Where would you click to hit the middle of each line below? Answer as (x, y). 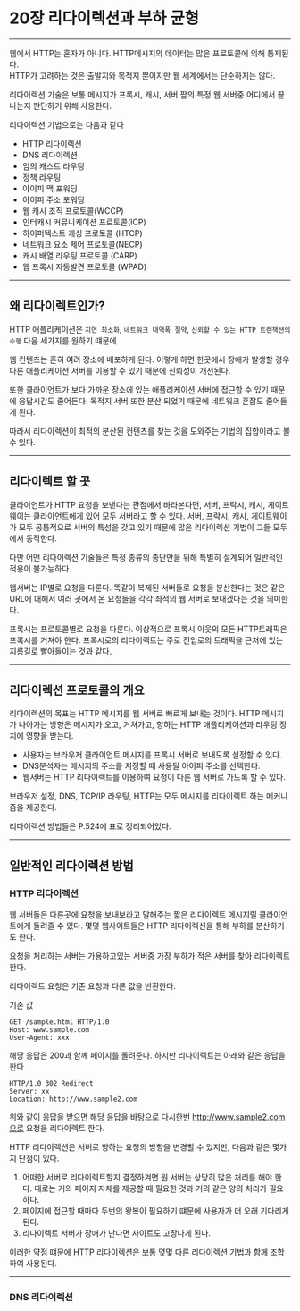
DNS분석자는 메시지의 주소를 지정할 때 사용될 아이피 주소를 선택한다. (141, 766)
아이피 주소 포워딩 (53, 199)
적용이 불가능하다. (41, 568)
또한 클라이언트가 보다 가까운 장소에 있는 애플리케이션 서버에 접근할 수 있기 (139, 389)
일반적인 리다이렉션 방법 (71, 865)
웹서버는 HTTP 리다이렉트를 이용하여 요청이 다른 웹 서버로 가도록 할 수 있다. (154, 777)
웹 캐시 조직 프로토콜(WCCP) (73, 210)
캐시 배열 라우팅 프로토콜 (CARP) (80, 255)
